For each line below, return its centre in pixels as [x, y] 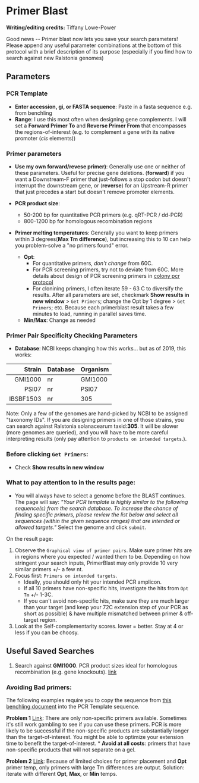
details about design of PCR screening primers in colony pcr [106, 275]
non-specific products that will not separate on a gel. [71, 749]
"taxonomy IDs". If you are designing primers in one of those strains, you [95, 420]
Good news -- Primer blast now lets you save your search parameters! [92, 39]
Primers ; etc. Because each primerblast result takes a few [103, 307]
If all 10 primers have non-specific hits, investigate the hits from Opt [106, 588]
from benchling [33, 113]
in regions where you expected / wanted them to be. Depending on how [103, 556]
